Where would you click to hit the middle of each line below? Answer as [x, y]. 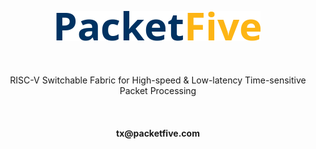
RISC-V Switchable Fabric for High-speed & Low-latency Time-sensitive [158, 80]
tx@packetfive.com [158, 133]
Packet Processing [158, 90]
